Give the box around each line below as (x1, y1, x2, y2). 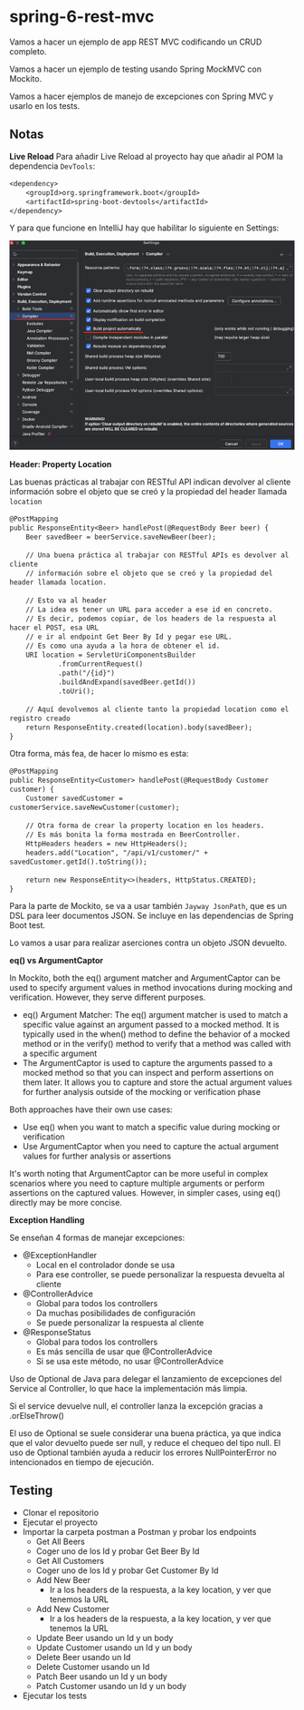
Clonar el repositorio (22, 1507, 100, 1518)
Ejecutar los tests (22, 1690, 88, 1701)
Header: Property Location (9, 458, 112, 469)
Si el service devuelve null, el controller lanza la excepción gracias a (9, 1400, 264, 1412)
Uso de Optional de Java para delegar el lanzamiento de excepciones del (9, 1373, 282, 1384)
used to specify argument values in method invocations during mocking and (9, 982, 293, 992)
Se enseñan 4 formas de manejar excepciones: (9, 1232, 185, 1243)
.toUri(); (57, 687, 95, 696)
